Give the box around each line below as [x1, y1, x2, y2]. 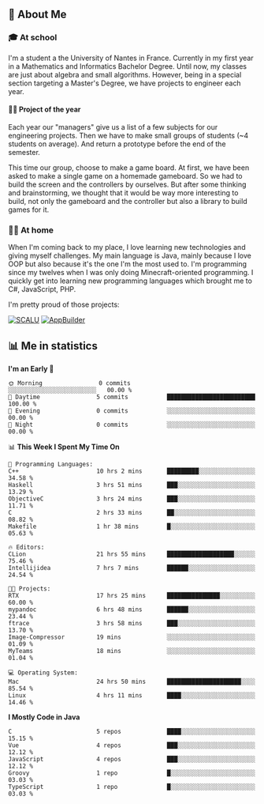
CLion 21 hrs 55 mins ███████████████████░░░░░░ [8, 550, 256, 558]
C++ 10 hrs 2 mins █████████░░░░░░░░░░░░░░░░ [8, 467, 256, 475]
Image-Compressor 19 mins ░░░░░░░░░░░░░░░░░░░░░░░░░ [8, 633, 256, 641]
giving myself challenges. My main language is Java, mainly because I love [8, 251, 252, 261]
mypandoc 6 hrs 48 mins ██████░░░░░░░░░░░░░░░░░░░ [8, 606, 256, 613]
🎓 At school [8, 32, 58, 43]
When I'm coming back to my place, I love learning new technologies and [8, 243, 246, 252]
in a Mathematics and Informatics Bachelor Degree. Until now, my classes [8, 61, 247, 71]
